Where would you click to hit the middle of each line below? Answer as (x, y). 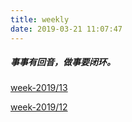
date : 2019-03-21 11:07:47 (66, 29)
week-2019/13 (39, 88)
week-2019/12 (39, 107)
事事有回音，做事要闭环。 (63, 62)
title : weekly (40, 19)
